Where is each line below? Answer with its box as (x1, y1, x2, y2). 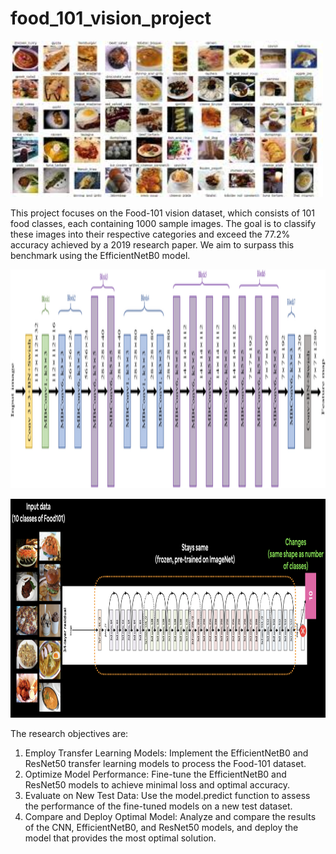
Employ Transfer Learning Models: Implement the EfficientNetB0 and (24, 747, 309, 759)
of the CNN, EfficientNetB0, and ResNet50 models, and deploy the (24, 821, 299, 833)
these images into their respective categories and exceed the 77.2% (10, 228, 291, 240)
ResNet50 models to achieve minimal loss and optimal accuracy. (24, 778, 291, 791)
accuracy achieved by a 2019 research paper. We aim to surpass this (10, 238, 295, 251)
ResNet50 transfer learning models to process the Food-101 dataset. (24, 757, 307, 769)
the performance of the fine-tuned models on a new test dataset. (24, 800, 293, 812)
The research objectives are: (10, 727, 129, 739)
